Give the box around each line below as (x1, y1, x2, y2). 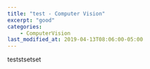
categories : (7, 23, 42, 30)
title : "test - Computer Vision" (7, 10, 106, 17)
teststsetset (7, 55, 42, 63)
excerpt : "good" (7, 17, 55, 24)
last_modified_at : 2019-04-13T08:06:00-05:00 (7, 36, 143, 43)
